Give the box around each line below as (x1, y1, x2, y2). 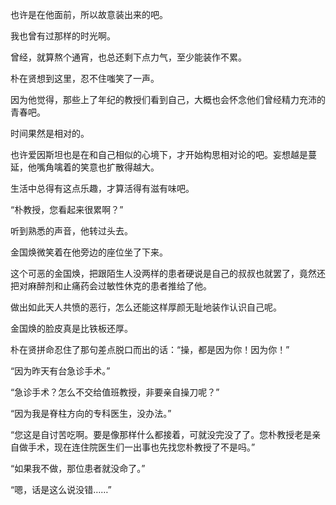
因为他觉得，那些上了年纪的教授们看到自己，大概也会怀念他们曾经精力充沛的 (10, 94, 326, 105)
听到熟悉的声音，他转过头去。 (10, 225, 133, 237)
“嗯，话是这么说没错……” (10, 484, 112, 495)
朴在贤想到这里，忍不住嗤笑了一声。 (10, 73, 160, 84)
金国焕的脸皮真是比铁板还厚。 (10, 323, 133, 334)
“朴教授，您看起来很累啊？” (10, 204, 124, 215)
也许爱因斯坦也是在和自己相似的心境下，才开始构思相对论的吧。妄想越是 (10, 149, 308, 160)
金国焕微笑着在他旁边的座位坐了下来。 (10, 246, 168, 258)
